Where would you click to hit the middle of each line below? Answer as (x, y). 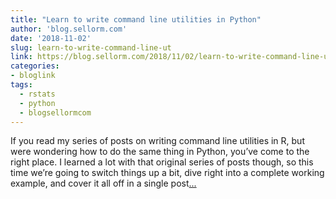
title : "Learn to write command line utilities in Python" (136, 19)
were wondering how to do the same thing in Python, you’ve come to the (160, 152)
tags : (21, 85)
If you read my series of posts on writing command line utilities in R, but (157, 141)
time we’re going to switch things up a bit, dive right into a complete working (167, 173)
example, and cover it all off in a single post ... (103, 183)
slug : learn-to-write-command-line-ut (91, 47)
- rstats (37, 94)
